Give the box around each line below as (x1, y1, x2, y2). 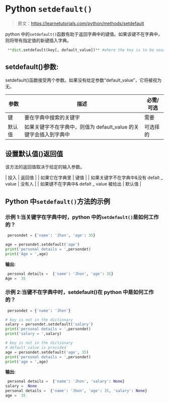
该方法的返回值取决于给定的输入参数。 (5, 164, 84, 170)
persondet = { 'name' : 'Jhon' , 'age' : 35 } (7, 233, 96, 238)
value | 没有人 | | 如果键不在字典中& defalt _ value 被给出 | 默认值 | (5, 181, 142, 187)
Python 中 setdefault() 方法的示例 (5, 197, 111, 206)
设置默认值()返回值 (5, 150, 63, 158)
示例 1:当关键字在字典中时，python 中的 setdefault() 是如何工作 (5, 213, 159, 220)
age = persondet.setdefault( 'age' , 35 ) (5, 350, 89, 355)
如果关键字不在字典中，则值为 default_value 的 (24, 123, 134, 130)
